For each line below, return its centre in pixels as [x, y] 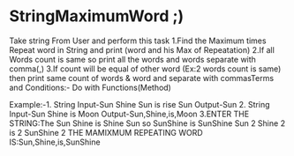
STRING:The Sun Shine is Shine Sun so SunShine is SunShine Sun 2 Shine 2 [147, 123]
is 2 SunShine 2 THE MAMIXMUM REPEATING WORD [106, 132]
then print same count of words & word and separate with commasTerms [142, 78]
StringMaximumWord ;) [97, 16]
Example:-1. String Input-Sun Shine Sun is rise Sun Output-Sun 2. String [140, 104]
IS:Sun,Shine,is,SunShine [55, 142]
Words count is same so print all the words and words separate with [132, 59]
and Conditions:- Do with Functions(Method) [90, 87]
